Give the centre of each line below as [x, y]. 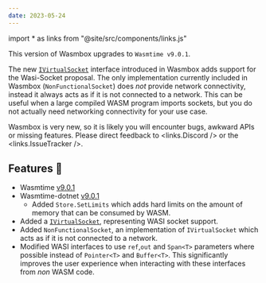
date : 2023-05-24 [37, 16]
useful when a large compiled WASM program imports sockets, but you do [130, 103]
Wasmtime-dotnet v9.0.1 [59, 196]
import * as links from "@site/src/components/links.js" [98, 38]
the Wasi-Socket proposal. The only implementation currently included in [128, 77]
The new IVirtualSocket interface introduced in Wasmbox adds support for [132, 69]
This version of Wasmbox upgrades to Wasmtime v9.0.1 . [100, 53]
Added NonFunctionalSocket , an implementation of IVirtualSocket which [139, 230]
